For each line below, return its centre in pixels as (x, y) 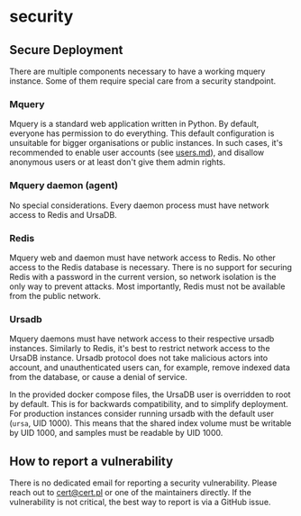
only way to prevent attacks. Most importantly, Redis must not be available (147, 286)
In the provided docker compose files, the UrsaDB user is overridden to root (150, 394)
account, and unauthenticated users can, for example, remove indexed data (150, 367)
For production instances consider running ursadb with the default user (142, 414)
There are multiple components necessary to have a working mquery (137, 71)
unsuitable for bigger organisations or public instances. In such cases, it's (146, 143)
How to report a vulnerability (91, 461)
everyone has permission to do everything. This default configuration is (142, 133)
